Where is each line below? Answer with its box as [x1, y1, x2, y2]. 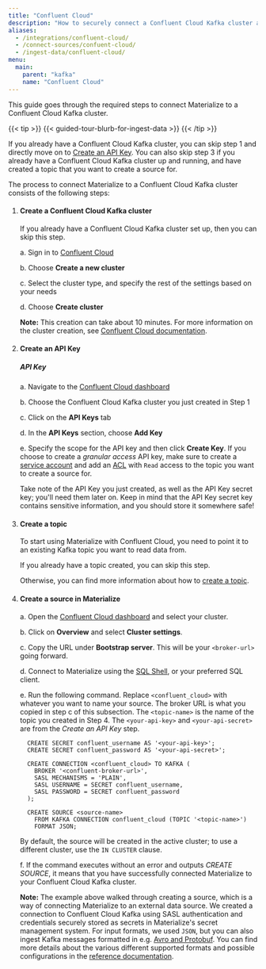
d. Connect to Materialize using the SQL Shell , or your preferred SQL [19, 666, 244, 676]
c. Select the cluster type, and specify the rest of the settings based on [19, 278, 252, 288]
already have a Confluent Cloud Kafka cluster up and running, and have [8, 155, 241, 165]
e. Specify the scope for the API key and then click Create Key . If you [19, 443, 247, 453]
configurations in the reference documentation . [19, 951, 174, 960]
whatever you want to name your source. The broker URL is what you [19, 699, 246, 708]
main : [15, 63, 34, 71]
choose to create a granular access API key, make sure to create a [19, 452, 237, 462]
